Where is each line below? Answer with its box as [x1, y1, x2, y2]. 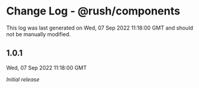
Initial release [6, 75, 40, 83]
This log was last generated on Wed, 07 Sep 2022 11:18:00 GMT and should [6, 24, 194, 31]
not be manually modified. [6, 30, 71, 37]
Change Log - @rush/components [6, 4, 180, 18]
